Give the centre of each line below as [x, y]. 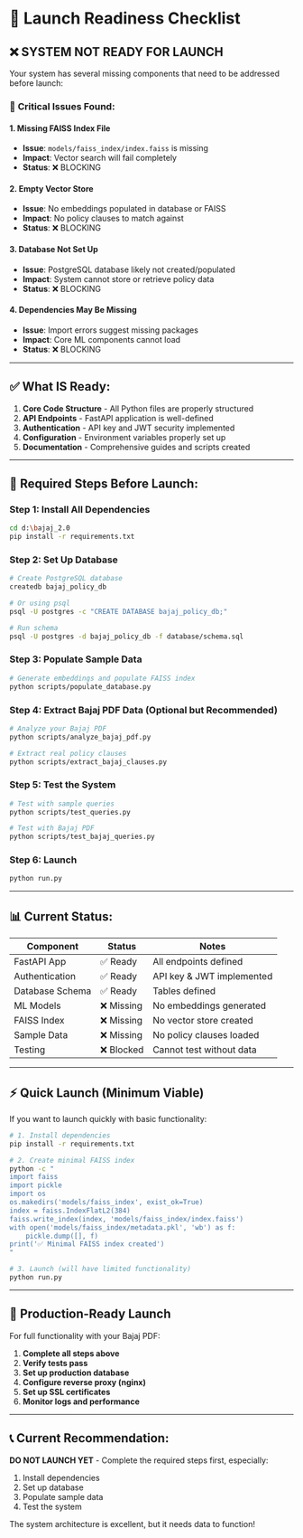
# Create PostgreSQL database [66, 579]
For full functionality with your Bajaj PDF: [85, 1335]
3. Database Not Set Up [54, 249]
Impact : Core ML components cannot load [101, 339]
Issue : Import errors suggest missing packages [110, 330]
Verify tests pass [55, 1363]
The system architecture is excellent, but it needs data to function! [132, 1524]
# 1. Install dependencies [60, 1135]
